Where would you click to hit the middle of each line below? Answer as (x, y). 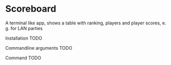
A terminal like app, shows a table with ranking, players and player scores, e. (86, 23)
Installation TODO (24, 38)
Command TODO (23, 58)
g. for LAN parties (24, 28)
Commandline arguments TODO (39, 48)
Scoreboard (31, 9)
